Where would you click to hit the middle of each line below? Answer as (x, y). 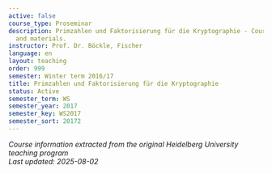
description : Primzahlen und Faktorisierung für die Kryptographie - (128, 31)
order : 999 (27, 69)
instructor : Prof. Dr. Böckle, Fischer (76, 46)
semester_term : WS (39, 99)
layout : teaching (38, 62)
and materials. (41, 38)
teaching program (38, 153)
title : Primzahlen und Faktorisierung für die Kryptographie (114, 83)
